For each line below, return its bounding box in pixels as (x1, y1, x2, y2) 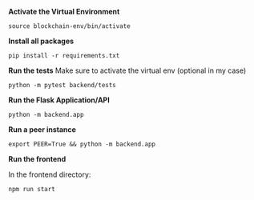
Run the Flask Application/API (8, 95, 110, 105)
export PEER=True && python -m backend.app (8, 140, 156, 148)
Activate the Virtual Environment (8, 7, 120, 16)
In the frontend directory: (8, 170, 91, 179)
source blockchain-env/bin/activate (8, 22, 131, 30)
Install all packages (8, 36, 75, 46)
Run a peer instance (8, 125, 76, 134)
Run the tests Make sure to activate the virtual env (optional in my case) (8, 66, 247, 75)
